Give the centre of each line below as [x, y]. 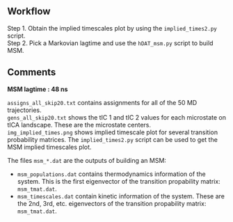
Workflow [29, 11]
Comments [32, 72]
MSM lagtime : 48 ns [38, 89]
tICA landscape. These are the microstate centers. [79, 125]
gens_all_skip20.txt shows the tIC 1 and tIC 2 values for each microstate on [117, 117]
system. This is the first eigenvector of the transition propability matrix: [119, 181]
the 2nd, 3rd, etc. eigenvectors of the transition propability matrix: [112, 203]
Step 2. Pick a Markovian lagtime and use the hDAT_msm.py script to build [110, 43]
